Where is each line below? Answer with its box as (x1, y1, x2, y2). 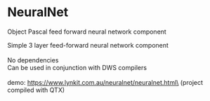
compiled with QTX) (7, 86, 65, 94)
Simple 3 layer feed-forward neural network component (7, 41, 169, 49)
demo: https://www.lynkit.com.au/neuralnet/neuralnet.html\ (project (7, 78, 204, 86)
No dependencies (7, 55, 59, 64)
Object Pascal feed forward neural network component (7, 27, 166, 36)
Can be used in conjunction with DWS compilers (7, 63, 147, 72)
